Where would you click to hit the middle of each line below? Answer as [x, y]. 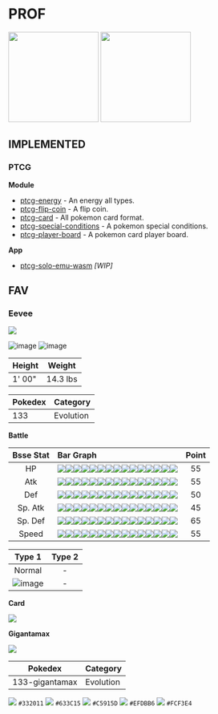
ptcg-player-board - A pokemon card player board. [104, 234]
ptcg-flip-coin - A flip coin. [64, 208]
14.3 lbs [62, 379]
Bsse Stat [31, 455]
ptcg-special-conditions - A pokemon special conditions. [114, 226]
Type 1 [28, 557]
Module [21, 184]
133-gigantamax [45, 682]
